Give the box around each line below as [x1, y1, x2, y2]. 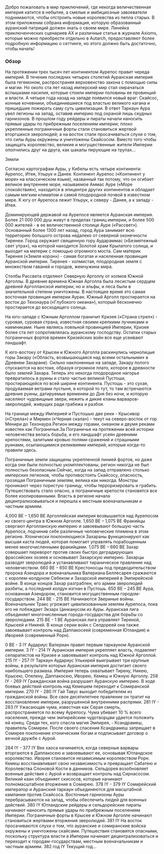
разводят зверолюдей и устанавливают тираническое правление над [5, 560, 152, 565]
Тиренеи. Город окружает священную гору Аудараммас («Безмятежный [5, 238, 158, 244]
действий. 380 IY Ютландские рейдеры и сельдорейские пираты [5, 802, 141, 808]
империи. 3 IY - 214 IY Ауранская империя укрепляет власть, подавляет [5, 647, 157, 653]
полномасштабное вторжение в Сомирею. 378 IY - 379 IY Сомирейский [5, 781, 157, 787]
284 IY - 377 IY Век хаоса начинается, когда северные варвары [5, 745, 139, 751]
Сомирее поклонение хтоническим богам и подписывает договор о [5, 730, 148, 736]
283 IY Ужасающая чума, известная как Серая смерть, [5, 704, 121, 710]
